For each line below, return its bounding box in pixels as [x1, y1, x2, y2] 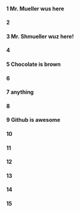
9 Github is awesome [6, 116, 61, 124]
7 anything [6, 88, 34, 96]
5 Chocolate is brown [6, 60, 61, 68]
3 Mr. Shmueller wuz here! [6, 32, 74, 40]
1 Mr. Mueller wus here [6, 5, 65, 12]
